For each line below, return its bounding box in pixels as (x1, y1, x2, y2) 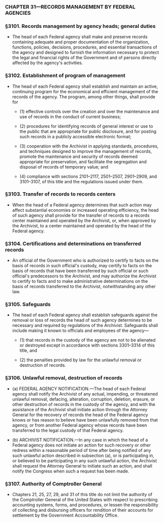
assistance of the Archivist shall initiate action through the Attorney (12, 406, 148, 412)
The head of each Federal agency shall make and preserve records (12, 34, 148, 40)
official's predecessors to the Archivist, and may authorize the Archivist (12, 273, 157, 279)
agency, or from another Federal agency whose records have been (12, 422, 147, 428)
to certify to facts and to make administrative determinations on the (12, 278, 148, 284)
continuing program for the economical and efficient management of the (12, 88, 158, 94)
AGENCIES (5, 9, 31, 16)
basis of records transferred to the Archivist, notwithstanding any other (12, 283, 156, 290)
